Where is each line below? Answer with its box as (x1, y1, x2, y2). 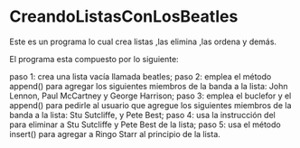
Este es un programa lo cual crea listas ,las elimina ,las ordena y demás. (9, 36, 277, 47)
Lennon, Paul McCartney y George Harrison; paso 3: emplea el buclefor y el (9, 90, 292, 101)
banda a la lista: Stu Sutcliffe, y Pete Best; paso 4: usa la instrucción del (9, 109, 276, 120)
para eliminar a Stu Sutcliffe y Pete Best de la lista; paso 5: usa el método (9, 119, 282, 130)
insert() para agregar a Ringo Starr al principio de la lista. (9, 128, 221, 139)
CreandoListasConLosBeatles (9, 6, 239, 27)
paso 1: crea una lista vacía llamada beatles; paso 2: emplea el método (9, 70, 272, 82)
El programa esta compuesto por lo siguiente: (9, 53, 179, 64)
